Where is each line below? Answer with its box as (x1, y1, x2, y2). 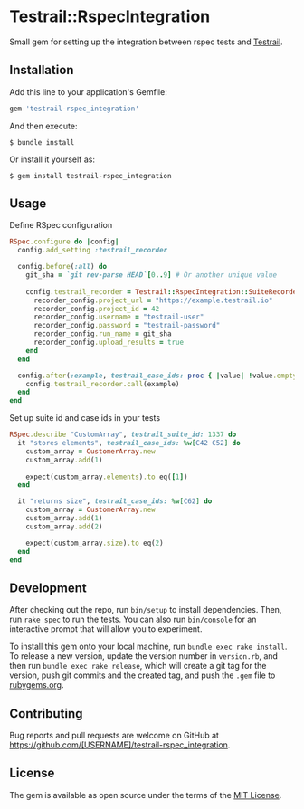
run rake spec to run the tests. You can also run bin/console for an (9, 614, 257, 625)
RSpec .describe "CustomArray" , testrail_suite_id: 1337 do (9, 430, 237, 440)
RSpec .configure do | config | (9, 237, 119, 246)
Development (9, 580, 88, 595)
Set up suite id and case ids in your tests (9, 413, 161, 424)
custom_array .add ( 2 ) (25, 522, 103, 531)
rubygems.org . (9, 680, 64, 690)
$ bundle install (9, 138, 75, 147)
